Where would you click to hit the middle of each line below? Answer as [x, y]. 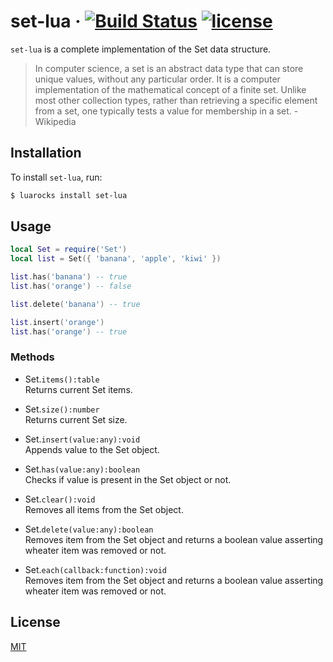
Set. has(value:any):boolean [82, 469]
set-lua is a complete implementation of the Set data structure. [141, 49]
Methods [32, 357]
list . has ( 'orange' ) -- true [69, 331]
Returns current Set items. [78, 389]
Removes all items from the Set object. [104, 509]
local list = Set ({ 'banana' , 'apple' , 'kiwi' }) [116, 259]
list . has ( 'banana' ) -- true [69, 277]
